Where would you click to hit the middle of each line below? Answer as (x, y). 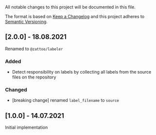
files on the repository (34, 77)
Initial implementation (26, 127)
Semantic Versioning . (26, 22)
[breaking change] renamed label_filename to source (65, 100)
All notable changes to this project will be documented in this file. (70, 7)
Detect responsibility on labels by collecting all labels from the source (82, 72)
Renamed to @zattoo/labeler (34, 49)
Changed (16, 90)
